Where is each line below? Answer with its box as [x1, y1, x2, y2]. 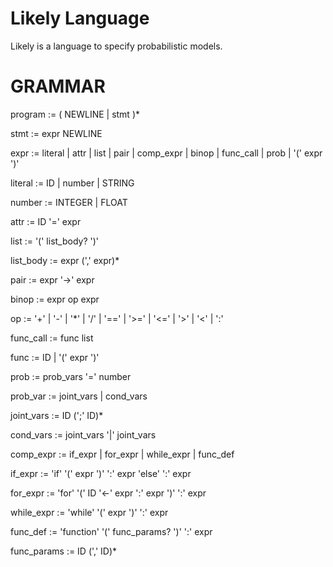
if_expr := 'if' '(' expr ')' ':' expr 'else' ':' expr [10, 467, 192, 479]
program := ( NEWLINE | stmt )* [10, 108, 140, 120]
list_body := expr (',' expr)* [10, 254, 120, 266]
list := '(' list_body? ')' [10, 235, 100, 247]
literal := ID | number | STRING [10, 177, 135, 189]
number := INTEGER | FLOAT [10, 196, 128, 208]
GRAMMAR [10, 75, 106, 98]
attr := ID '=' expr [10, 215, 82, 227]
